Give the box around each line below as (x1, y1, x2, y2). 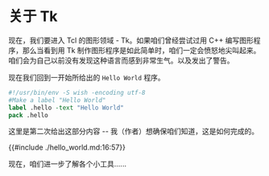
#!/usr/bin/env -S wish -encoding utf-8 (8, 88, 147, 96)
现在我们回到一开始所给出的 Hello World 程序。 (8, 72, 165, 82)
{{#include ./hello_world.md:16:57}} (8, 142, 126, 153)
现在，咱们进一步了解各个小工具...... (8, 159, 127, 169)
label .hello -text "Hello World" (8, 104, 125, 112)
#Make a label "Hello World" (8, 96, 106, 104)
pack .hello (8, 111, 48, 119)
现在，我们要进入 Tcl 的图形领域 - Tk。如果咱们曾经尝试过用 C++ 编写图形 (8, 35, 254, 45)
